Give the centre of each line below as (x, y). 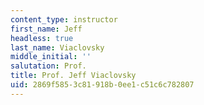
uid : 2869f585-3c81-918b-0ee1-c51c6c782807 (102, 85)
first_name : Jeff (46, 29)
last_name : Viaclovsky (57, 47)
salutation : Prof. (48, 66)
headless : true (42, 38)
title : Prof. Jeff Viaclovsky (73, 76)
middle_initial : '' (51, 57)
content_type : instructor (64, 19)
